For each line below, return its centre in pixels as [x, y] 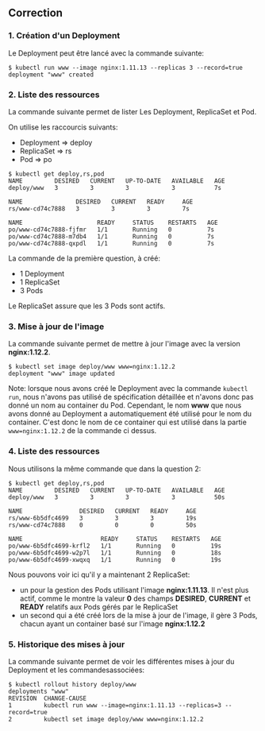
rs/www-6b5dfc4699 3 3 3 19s [102, 518]
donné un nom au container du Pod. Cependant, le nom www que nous [125, 405]
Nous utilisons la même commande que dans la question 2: [105, 469]
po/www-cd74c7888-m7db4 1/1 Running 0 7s [111, 236]
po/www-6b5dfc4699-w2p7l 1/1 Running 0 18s [115, 553]
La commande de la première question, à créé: [84, 258]
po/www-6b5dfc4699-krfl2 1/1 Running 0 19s [115, 546]
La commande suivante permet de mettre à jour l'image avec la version [124, 344]
